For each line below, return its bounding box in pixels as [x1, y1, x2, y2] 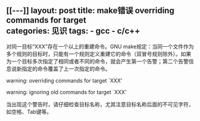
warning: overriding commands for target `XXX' [6, 77, 123, 84]
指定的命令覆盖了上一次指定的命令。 [21, 65, 111, 72]
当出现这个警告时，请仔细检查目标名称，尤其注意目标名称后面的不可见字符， [6, 100, 194, 108]
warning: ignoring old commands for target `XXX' [6, 88, 127, 95]
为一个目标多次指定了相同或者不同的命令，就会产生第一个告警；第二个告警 [6, 58, 189, 65]
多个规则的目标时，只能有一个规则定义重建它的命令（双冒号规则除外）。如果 [6, 50, 192, 58]
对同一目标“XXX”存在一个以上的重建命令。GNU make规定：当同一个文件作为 [6, 43, 194, 50]
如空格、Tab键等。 [6, 108, 52, 115]
